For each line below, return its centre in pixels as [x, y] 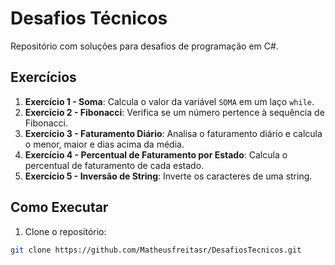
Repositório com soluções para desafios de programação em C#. [144, 46]
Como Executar [59, 207]
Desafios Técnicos [89, 18]
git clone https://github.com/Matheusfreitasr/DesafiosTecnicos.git [156, 250]
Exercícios [43, 77]
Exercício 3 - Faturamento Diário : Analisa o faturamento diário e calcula [173, 133]
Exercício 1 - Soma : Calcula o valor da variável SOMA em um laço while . [169, 101]
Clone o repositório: [65, 231]
